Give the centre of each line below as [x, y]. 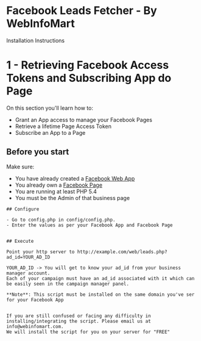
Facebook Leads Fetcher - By [82, 11]
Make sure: [20, 167]
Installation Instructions [36, 40]
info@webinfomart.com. [35, 326]
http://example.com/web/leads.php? [122, 252]
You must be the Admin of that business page [72, 198]
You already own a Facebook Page [58, 185]
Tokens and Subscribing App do [89, 78]
